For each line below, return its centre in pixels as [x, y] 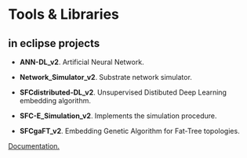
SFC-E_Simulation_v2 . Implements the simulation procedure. [118, 116]
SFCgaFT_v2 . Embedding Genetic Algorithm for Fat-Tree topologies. [130, 131]
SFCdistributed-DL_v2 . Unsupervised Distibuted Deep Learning [123, 92]
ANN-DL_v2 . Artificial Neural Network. [82, 62]
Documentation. [34, 146]
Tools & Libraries [64, 14]
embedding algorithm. [55, 101]
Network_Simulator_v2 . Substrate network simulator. [105, 77]
